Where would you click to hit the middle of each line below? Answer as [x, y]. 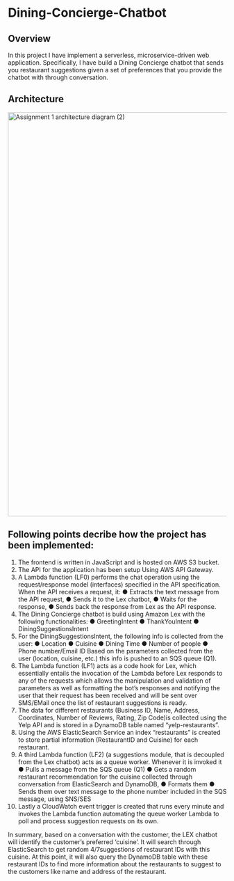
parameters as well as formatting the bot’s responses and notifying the [119, 688]
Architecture [36, 99]
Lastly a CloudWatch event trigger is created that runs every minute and [121, 806]
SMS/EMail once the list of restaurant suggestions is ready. [102, 703]
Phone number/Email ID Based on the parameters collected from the [116, 651]
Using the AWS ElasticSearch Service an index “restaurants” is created [119, 732]
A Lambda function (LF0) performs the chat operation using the [109, 577]
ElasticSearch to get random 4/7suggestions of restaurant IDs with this [109, 849]
